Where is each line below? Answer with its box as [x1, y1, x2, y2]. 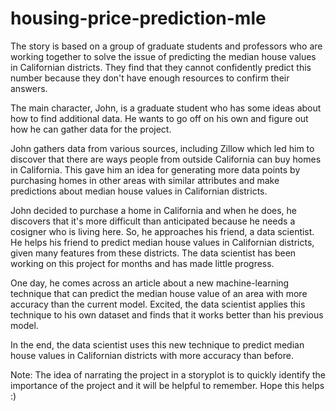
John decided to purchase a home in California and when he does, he [10, 204, 298, 216]
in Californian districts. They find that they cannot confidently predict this [10, 61, 312, 73]
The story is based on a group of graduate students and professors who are [10, 40, 323, 52]
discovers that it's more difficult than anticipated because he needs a [10, 215, 296, 227]
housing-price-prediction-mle [10, 7, 267, 30]
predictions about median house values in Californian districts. [10, 185, 268, 197]
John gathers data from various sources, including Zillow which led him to [10, 142, 315, 154]
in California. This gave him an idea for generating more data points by [10, 163, 301, 176]
